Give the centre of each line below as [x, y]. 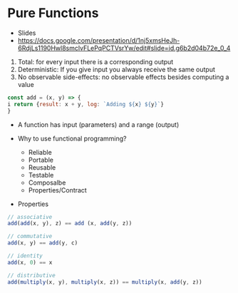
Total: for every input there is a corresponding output [95, 61]
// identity [25, 256]
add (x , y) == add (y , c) [43, 243]
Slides [27, 33]
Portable [41, 160]
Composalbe [47, 183]
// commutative [30, 237]
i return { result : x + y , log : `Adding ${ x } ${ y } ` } [86, 104]
